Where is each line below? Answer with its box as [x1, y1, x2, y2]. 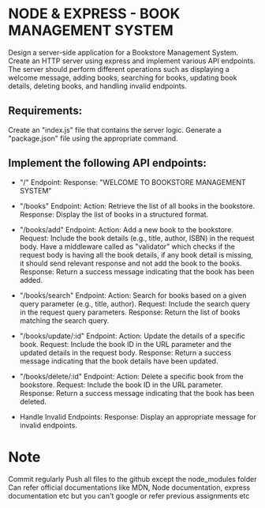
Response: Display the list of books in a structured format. [19, 209, 209, 219]
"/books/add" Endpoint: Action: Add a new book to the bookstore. [19, 224, 234, 234]
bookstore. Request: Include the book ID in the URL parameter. [19, 380, 223, 389]
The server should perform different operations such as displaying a [8, 64, 230, 73]
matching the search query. [19, 315, 110, 325]
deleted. [19, 397, 47, 406]
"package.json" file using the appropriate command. [8, 134, 179, 143]
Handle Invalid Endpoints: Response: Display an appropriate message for [19, 412, 256, 421]
